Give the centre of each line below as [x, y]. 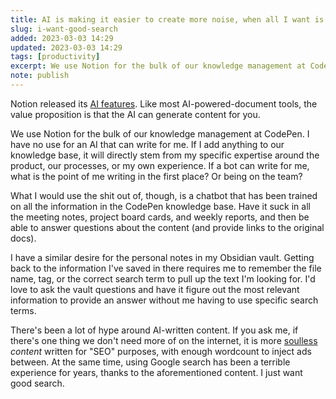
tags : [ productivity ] [55, 57]
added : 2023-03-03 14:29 [62, 38]
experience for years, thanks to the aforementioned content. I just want [156, 372]
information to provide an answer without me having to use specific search [164, 300]
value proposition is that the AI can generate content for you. [135, 114]
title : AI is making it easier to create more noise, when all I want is [167, 19]
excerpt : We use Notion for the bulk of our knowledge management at [158, 66]
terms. [23, 310]
